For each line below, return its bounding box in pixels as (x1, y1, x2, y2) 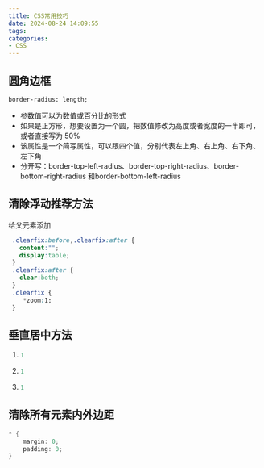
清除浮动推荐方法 (8, 197, 93, 211)
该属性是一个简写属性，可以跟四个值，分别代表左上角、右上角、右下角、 (19, 140, 260, 150)
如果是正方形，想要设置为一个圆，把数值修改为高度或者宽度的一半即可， (19, 120, 260, 130)
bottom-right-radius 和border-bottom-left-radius (19, 171, 181, 181)
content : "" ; (19, 244, 60, 252)
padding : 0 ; (23, 445, 63, 453)
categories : (8, 34, 48, 43)
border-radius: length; (8, 95, 89, 103)
